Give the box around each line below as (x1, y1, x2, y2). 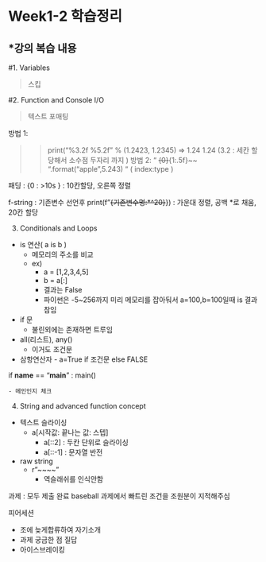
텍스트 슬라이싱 (19, 418, 67, 427)
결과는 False (43, 285, 83, 294)
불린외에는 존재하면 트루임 (31, 325, 114, 334)
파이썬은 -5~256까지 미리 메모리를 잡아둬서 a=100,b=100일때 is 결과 (43, 295, 258, 304)
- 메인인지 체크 (8, 387, 52, 395)
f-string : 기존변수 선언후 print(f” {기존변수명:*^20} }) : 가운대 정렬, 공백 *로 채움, (8, 198, 256, 207)
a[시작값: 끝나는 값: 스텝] (31, 428, 109, 437)
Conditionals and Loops (19, 223, 98, 233)
